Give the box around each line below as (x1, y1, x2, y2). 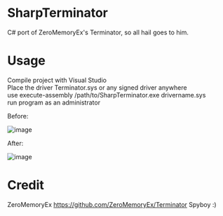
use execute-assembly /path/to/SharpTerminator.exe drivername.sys (7, 90, 206, 99)
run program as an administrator (7, 98, 100, 107)
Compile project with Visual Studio (7, 76, 107, 84)
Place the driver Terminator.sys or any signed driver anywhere (7, 83, 187, 92)
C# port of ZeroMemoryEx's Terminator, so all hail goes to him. (7, 28, 189, 36)
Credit (7, 177, 44, 194)
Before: (7, 112, 29, 120)
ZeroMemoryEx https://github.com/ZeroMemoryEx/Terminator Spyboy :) (7, 200, 217, 208)
